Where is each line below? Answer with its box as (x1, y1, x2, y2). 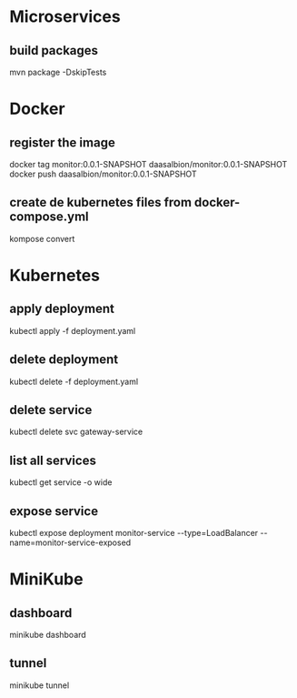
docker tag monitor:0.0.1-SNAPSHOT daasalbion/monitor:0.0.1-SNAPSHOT (9, 159, 288, 169)
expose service (9, 503, 98, 519)
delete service (9, 402, 93, 418)
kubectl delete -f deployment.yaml (9, 376, 139, 387)
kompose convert (9, 233, 75, 244)
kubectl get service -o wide (9, 477, 113, 488)
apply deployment (9, 301, 115, 317)
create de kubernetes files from (9, 195, 193, 210)
